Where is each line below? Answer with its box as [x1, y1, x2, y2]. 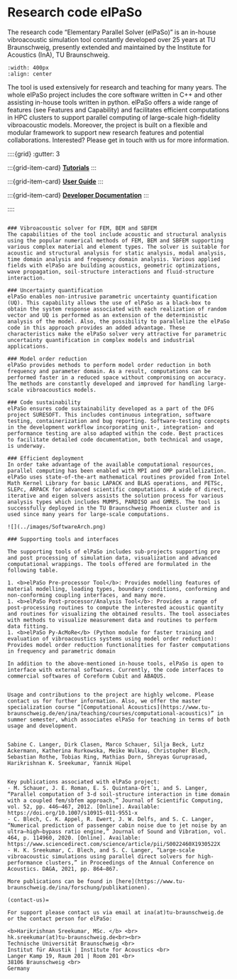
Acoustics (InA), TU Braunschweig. [7, 50, 110, 59]
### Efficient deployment [7, 454, 84, 462]
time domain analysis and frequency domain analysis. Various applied [7, 255, 221, 263]
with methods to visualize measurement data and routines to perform [7, 616, 218, 624]
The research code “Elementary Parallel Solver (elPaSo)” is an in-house [7, 28, 216, 36]
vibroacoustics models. [26, 386, 97, 393]
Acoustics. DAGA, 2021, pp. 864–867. [7, 865, 119, 872]
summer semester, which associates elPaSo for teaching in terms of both [7, 716, 231, 723]
